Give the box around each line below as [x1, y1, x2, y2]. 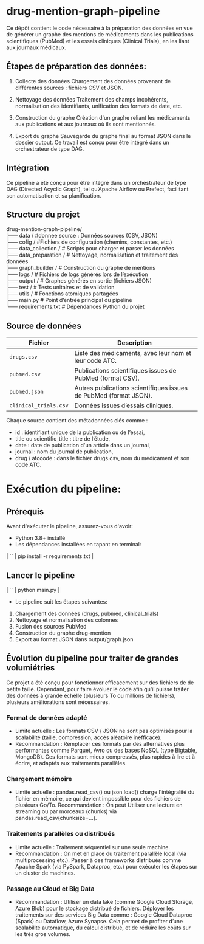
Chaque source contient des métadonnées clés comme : [6, 417, 148, 424]
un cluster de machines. [15, 869, 76, 877]
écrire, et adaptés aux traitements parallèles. [15, 760, 127, 767]
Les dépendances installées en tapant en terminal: [15, 541, 141, 548]
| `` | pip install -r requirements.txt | [6, 553, 94, 560]
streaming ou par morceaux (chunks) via [15, 808, 117, 815]
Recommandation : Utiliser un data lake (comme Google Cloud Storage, [15, 898, 194, 905]
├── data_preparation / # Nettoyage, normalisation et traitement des [6, 251, 178, 259]
